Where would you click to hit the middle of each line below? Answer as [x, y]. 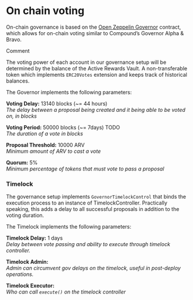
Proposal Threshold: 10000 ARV [45, 145]
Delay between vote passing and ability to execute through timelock [88, 244]
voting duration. [25, 216]
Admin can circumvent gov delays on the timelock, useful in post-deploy [94, 268]
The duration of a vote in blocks [45, 134]
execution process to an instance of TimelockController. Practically [87, 203]
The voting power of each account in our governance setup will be [86, 62]
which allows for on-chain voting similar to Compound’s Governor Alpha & [95, 33]
